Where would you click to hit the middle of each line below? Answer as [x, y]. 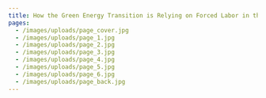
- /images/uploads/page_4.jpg [65, 60]
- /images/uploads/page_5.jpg [65, 67]
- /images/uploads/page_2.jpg [65, 45]
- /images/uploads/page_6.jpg [65, 74]
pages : [19, 23]
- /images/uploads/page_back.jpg [70, 81]
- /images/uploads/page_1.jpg [65, 38]
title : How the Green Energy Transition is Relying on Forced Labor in [129, 15]
